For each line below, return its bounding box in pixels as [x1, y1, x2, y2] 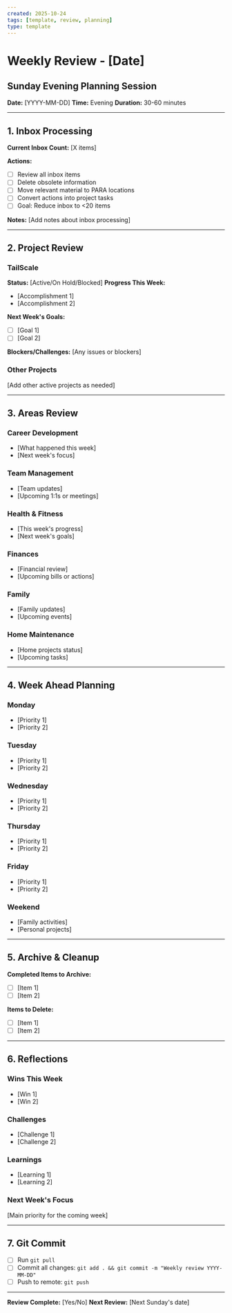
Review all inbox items [17, 170, 81, 179]
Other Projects [7, 365, 57, 374]
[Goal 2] [17, 334, 41, 343]
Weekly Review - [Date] [7, 53, 145, 69]
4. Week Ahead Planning [7, 680, 115, 691]
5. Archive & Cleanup [7, 952, 100, 963]
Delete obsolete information [17, 178, 97, 187]
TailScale [7, 262, 39, 272]
